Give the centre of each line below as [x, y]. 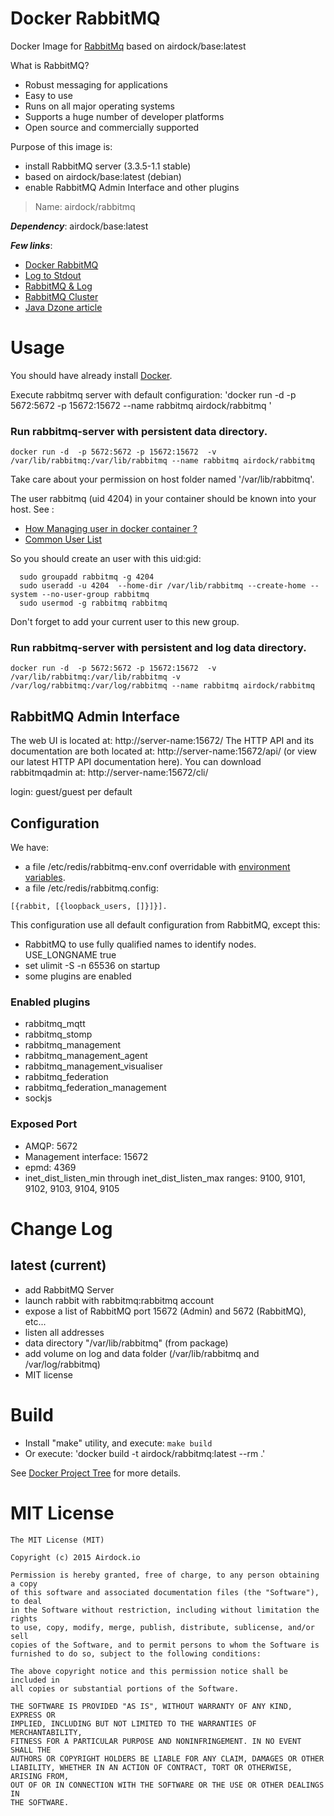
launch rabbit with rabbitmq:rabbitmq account [119, 1300]
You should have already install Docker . [91, 375]
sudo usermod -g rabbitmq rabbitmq [93, 603]
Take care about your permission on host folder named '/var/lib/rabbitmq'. [162, 479]
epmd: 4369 [50, 1167]
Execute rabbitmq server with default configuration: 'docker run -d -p [153, 394]
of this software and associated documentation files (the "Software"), [165, 1592]
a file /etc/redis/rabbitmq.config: [91, 888]
